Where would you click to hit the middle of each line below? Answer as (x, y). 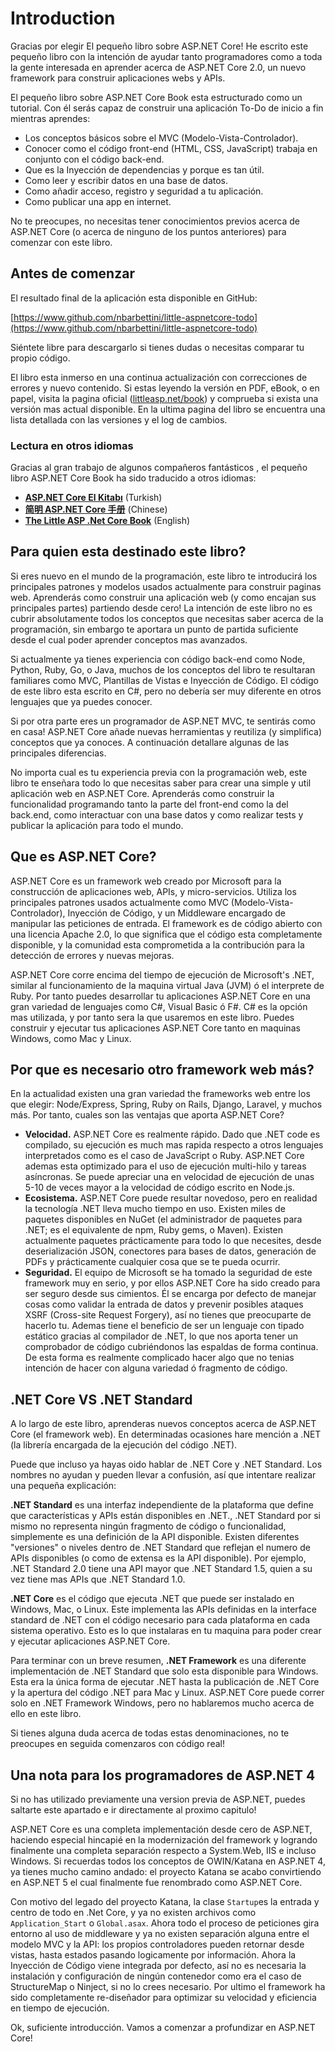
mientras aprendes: (50, 118)
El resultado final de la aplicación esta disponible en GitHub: (134, 298)
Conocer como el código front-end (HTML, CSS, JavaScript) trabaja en (171, 148)
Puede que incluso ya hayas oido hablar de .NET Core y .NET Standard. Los (166, 1464)
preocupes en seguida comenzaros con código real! (117, 1744)
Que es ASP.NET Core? (83, 857)
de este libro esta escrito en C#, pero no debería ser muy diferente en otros (166, 691)
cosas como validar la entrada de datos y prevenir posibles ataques (164, 1304)
